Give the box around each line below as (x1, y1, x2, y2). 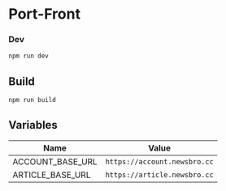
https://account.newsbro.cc (105, 157, 214, 166)
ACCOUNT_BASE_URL (12, 155, 98, 167)
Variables (8, 118, 59, 132)
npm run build (8, 96, 57, 104)
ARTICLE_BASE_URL (12, 169, 91, 180)
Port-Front (8, 5, 81, 23)
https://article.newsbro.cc (105, 170, 214, 179)
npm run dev (8, 52, 49, 61)
